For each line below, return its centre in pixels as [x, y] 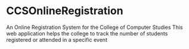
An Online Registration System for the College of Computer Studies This [94, 27]
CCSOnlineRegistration [65, 11]
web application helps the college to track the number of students [87, 33]
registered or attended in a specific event [57, 40]
